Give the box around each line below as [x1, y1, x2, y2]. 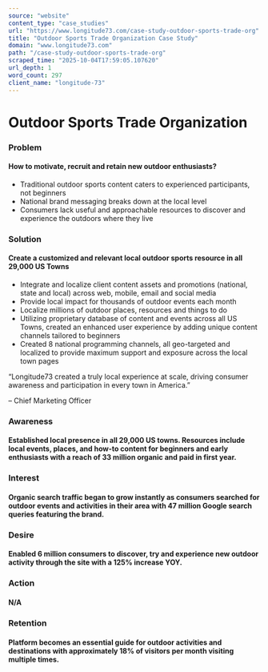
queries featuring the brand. [8, 509, 105, 519]
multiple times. [8, 654, 60, 664]
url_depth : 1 [8, 64, 52, 72]
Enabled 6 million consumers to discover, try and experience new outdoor [8, 549, 258, 559]
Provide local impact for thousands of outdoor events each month [19, 296, 238, 306]
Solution [8, 233, 42, 244]
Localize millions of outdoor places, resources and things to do [19, 305, 228, 315]
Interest [8, 473, 40, 484]
